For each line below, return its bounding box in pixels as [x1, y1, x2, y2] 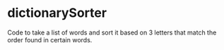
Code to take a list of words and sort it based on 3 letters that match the [7, 28, 217, 37]
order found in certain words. [7, 35, 93, 44]
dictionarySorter [7, 5, 107, 21]
